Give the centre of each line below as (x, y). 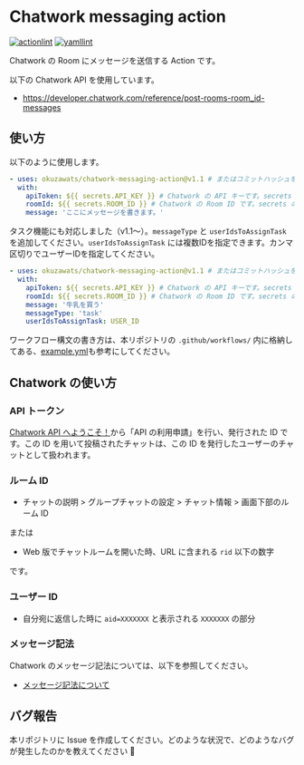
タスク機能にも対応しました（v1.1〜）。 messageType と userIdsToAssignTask (148, 231)
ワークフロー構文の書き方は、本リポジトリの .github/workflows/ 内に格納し (151, 340)
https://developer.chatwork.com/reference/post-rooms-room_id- (143, 98)
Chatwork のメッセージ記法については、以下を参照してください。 (131, 665)
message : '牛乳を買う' (65, 305)
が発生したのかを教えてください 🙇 (72, 750)
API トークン (37, 411)
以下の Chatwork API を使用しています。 (85, 80)
